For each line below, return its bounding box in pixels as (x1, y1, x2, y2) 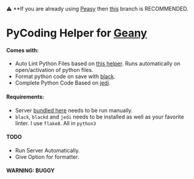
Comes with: (6, 47, 39, 54)
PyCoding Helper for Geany (6, 27, 147, 40)
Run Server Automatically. (15, 146, 80, 154)
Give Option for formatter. (15, 153, 79, 160)
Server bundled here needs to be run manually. (15, 106, 133, 114)
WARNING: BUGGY (6, 167, 55, 174)
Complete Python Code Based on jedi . (15, 79, 111, 86)
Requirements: (6, 93, 44, 100)
